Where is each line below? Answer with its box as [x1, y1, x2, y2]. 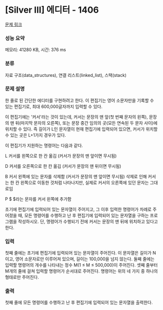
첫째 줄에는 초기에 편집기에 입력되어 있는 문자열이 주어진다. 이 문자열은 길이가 [5, 250, 152, 256]
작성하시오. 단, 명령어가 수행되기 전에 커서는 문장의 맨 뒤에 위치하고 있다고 [18, 219, 158, 224]
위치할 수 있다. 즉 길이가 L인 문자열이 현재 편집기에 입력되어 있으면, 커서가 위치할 [5, 126, 158, 132]
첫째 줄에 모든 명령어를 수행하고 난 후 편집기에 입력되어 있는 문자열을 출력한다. [5, 300, 153, 306]
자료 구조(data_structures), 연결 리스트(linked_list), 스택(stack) [5, 72, 127, 78]
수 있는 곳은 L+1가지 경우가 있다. [5, 132, 66, 138]
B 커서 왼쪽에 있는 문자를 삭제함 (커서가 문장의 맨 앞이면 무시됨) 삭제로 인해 [5, 173, 147, 179]
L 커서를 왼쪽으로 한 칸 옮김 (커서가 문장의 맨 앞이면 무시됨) [5, 153, 117, 159]
